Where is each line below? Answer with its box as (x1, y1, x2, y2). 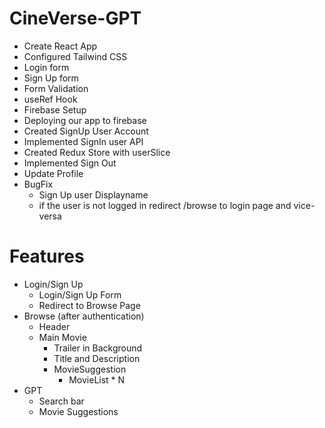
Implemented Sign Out (23, 157, 117, 169)
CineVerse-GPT (9, 7, 142, 30)
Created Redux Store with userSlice (23, 146, 171, 158)
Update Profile (23, 167, 84, 179)
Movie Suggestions (38, 405, 119, 417)
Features (9, 245, 85, 268)
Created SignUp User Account (23, 125, 149, 137)
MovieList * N (68, 373, 126, 386)
